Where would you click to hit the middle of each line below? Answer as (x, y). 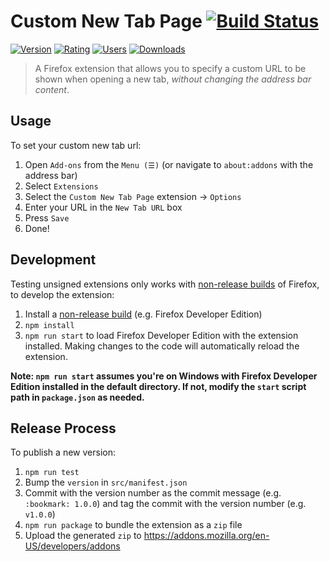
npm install (49, 325)
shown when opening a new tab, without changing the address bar (173, 79)
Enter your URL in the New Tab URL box (103, 207)
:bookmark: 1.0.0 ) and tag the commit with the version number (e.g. (165, 504)
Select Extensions (61, 186)
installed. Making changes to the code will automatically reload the (162, 346)
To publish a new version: (63, 452)
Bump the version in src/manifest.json (106, 482)
